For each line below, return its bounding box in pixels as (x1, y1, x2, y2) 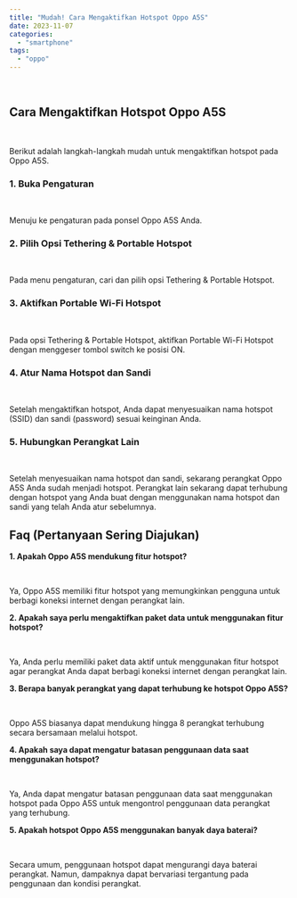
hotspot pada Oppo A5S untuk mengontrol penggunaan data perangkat (9, 798, 270, 809)
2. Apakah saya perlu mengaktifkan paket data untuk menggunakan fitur (9, 613, 284, 623)
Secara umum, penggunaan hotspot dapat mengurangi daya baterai (9, 860, 258, 870)
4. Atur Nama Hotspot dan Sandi (9, 367, 151, 379)
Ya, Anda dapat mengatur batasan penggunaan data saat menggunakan (9, 788, 273, 799)
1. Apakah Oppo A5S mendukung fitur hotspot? (9, 551, 188, 562)
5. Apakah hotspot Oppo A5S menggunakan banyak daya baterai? (9, 825, 258, 836)
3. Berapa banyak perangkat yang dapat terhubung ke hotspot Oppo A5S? (9, 683, 289, 694)
